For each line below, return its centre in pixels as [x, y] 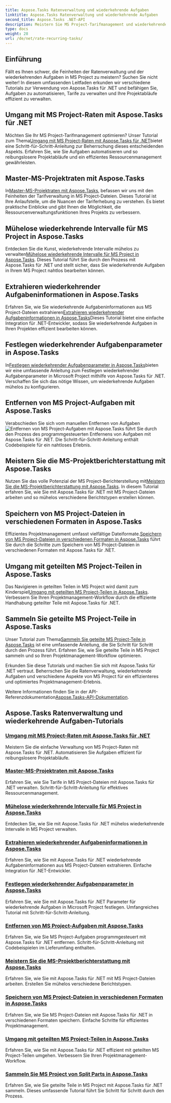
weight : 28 [17, 34]
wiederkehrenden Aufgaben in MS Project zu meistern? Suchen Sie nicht [81, 77]
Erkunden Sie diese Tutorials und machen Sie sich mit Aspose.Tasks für [80, 665]
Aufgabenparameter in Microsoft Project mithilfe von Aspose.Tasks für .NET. [85, 376]
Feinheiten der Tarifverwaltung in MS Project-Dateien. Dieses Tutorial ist [81, 196]
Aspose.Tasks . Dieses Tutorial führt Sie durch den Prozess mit [70, 260]
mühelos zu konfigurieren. [33, 387]
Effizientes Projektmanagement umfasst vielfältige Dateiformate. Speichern [83, 534]
